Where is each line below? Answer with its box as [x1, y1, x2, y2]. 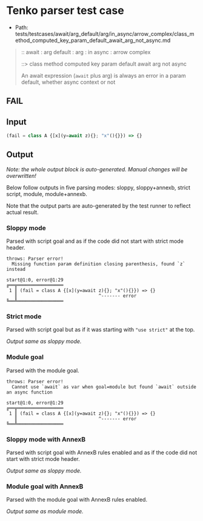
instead [6, 267, 26, 273]
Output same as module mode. [6, 508, 84, 515]
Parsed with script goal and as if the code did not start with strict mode [6, 237, 184, 245]
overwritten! [6, 172, 36, 179]
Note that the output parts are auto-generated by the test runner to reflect [6, 202, 191, 209]
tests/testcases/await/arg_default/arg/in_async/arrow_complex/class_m [15, 30, 195, 37]
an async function [6, 389, 53, 395]
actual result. [6, 208, 39, 216]
